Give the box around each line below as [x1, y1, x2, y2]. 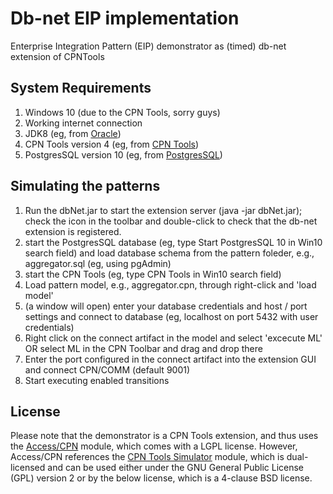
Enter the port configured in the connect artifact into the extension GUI [24, 353, 317, 365]
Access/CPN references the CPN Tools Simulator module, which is [10, 451, 285, 463]
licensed [10, 462, 46, 474]
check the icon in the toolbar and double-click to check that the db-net [24, 215, 318, 227]
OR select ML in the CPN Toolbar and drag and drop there [24, 342, 263, 354]
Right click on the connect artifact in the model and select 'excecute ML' [24, 332, 323, 344]
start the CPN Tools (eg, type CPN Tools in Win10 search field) [24, 268, 282, 280]
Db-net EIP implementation [10, 7, 240, 30]
